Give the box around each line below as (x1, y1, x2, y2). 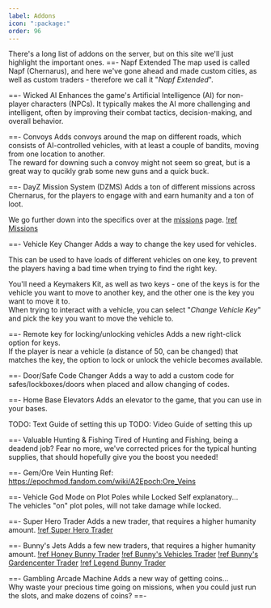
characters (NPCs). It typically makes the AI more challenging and (31, 99, 251, 109)
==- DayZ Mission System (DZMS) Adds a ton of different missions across (8, 182, 256, 192)
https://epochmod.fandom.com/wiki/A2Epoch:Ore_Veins (8, 477, 197, 487)
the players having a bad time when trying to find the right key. (8, 264, 218, 274)
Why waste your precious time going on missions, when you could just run (8, 582, 256, 592)
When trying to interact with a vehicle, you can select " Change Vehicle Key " (8, 305, 261, 315)
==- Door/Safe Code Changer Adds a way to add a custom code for (8, 371, 235, 381)
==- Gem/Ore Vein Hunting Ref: (8, 468, 114, 478)
